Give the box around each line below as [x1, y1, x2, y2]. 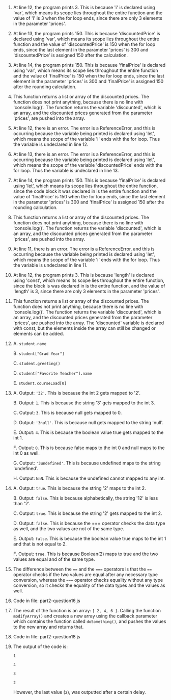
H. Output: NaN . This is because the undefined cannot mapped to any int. [13, 475, 165, 481]
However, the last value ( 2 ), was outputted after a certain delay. [13, 689, 146, 695]
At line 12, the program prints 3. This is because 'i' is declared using [13, 5, 155, 10]
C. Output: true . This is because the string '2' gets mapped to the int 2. [13, 510, 162, 516]
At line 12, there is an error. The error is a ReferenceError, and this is [13, 125, 156, 131]
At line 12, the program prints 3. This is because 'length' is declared [13, 272, 155, 278]
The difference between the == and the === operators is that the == [13, 566, 152, 572]
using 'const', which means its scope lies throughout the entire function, [13, 277, 165, 283]
